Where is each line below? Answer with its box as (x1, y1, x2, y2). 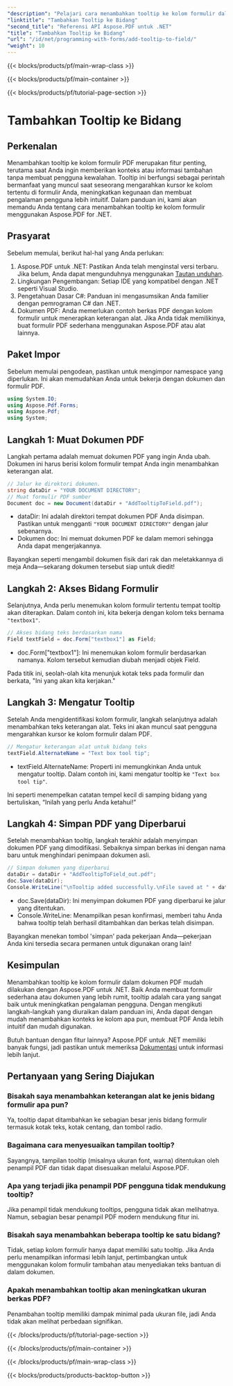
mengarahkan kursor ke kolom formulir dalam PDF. (7, 729, 153, 738)
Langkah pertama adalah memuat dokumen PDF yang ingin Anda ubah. (7, 452, 211, 460)
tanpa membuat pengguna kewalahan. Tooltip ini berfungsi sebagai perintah (7, 174, 225, 181)
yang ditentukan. (17, 904, 66, 912)
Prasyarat (7, 230, 51, 242)
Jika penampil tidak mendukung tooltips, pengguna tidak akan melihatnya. (7, 1205, 220, 1213)
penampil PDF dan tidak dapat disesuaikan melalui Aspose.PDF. (7, 1163, 189, 1172)
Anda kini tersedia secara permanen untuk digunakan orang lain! (7, 939, 192, 947)
